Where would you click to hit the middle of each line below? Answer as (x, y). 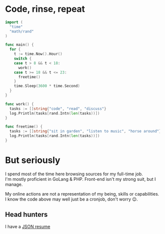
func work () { (20, 104)
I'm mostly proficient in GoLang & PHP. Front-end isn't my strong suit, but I (81, 179)
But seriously (33, 160)
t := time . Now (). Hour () (38, 54)
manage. (14, 184)
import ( (14, 22)
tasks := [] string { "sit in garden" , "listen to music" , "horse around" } (85, 132)
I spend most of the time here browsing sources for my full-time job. (74, 174)
